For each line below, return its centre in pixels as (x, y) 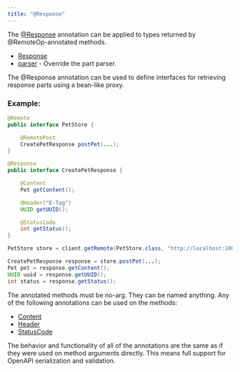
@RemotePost (38, 137)
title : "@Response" (36, 14)
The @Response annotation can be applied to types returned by (102, 34)
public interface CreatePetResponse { (65, 171)
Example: (24, 103)
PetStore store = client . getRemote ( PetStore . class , (86, 248)
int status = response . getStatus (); (62, 281)
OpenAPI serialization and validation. (61, 361)
